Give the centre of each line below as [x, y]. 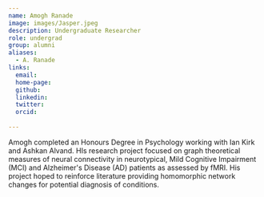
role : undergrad [35, 38]
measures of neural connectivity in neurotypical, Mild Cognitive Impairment [132, 159]
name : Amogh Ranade [41, 16]
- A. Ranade [36, 61]
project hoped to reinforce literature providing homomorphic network [122, 175]
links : [19, 68]
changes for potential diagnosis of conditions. [84, 184]
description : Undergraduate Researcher [75, 30]
